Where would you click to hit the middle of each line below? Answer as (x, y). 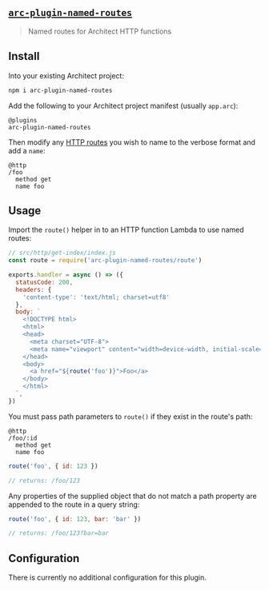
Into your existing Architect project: (66, 75)
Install (24, 56)
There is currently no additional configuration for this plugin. (107, 578)
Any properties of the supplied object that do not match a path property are (133, 496)
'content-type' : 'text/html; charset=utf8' (96, 297)
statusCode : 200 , (44, 282)
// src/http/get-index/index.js (62, 253)
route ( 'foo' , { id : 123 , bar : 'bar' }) (75, 519)
